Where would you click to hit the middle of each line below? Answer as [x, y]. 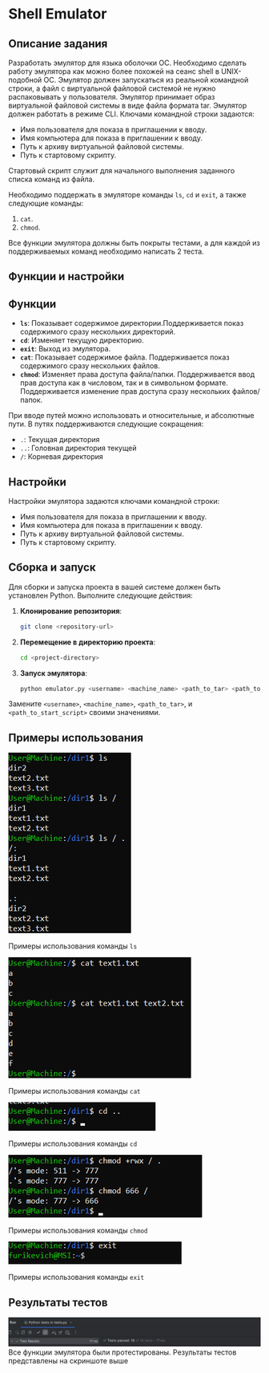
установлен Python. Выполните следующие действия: [101, 595]
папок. [31, 400]
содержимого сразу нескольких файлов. [90, 366]
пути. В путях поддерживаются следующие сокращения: [106, 424]
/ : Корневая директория [62, 457]
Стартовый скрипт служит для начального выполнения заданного [122, 171]
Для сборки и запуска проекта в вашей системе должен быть [115, 587]
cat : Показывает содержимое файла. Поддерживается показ [124, 357]
